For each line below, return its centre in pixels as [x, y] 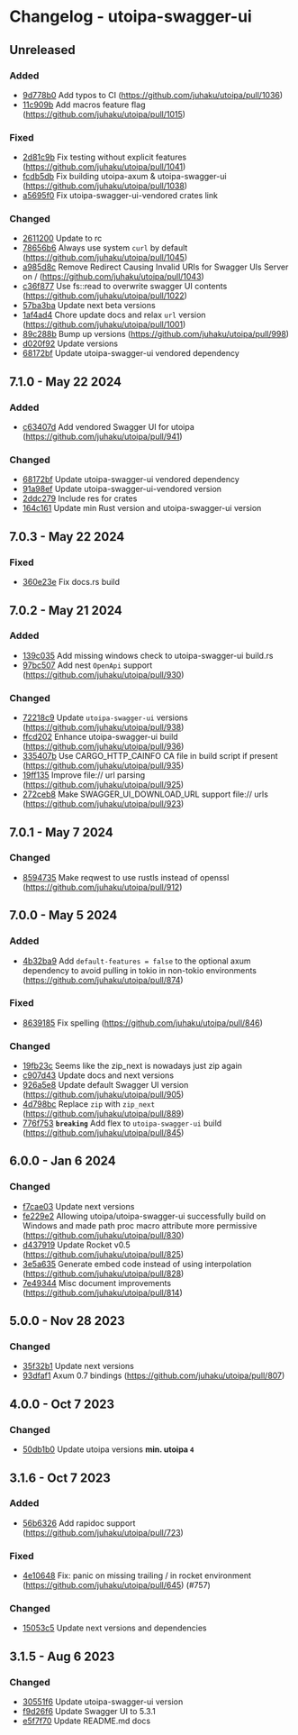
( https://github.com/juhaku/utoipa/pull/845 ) [103, 1133]
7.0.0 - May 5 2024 [63, 915]
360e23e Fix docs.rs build [71, 582]
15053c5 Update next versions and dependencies [114, 1628]
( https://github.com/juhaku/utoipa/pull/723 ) [103, 1532]
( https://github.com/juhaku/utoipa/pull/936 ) [103, 746]
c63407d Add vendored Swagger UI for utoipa [108, 427]
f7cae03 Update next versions [78, 1206]
